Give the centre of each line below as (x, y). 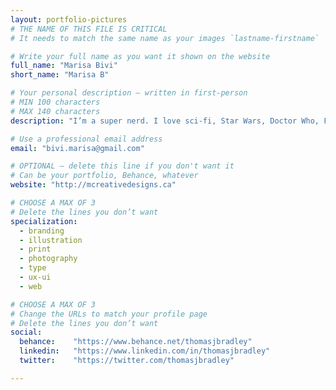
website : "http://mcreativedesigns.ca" (93, 185)
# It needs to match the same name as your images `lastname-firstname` (165, 38)
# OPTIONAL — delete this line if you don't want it (122, 166)
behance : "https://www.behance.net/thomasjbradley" (136, 342)
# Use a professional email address (86, 139)
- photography (48, 259)
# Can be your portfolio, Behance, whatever (104, 176)
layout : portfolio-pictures (69, 19)
